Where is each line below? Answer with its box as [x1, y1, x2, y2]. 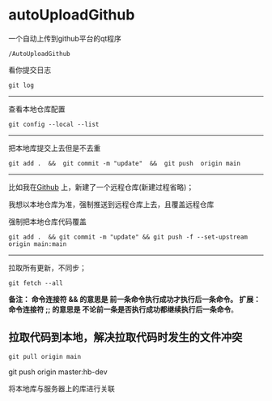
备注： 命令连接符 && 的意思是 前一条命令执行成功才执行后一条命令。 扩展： [8, 294, 261, 304]
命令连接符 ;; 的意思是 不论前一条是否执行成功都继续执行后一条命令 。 [8, 304, 239, 314]
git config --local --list [8, 120, 100, 128]
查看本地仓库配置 [8, 104, 66, 114]
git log [8, 81, 35, 89]
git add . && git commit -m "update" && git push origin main [8, 159, 241, 167]
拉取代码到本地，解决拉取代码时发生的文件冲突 [8, 330, 243, 344]
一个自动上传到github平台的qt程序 [8, 33, 121, 43]
